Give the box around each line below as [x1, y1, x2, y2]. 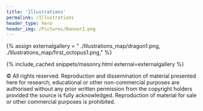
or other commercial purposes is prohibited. [6, 98, 116, 106]
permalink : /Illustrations [6, 15, 74, 21]
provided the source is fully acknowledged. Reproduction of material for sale [6, 92, 197, 99]
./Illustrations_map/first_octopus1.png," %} [6, 49, 112, 56]
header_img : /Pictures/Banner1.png [6, 25, 96, 32]
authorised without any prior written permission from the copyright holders [6, 86, 193, 93]
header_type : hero [6, 20, 53, 26]
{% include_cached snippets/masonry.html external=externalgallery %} [6, 61, 184, 68]
